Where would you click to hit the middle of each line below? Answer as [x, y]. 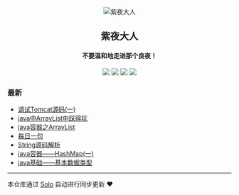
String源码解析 [39, 145]
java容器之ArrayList [46, 127]
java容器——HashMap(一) [55, 153]
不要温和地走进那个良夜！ [119, 55]
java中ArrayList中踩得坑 [52, 118]
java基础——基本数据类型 [55, 162]
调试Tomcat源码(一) [47, 109]
